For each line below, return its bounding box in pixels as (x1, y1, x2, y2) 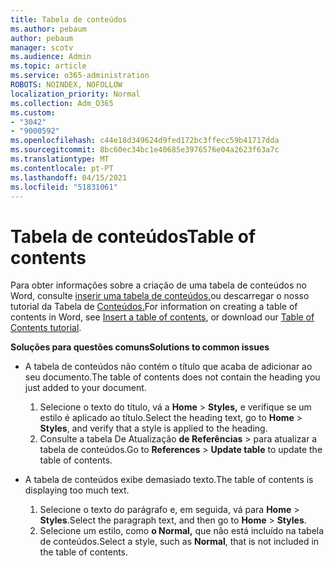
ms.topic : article (10, 61, 87, 71)
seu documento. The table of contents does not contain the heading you (24, 371, 321, 383)
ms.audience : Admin (10, 52, 92, 62)
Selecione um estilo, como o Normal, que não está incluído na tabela (39, 525, 325, 537)
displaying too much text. (24, 484, 130, 496)
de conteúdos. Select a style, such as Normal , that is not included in (39, 536, 320, 548)
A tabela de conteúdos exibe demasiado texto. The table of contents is (24, 474, 314, 486)
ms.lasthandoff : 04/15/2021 (10, 172, 128, 183)
